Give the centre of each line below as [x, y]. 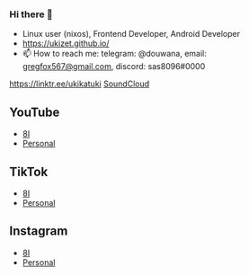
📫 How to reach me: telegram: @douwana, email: [114, 54]
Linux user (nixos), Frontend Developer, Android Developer [131, 34]
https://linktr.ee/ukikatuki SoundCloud [80, 84]
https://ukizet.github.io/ [66, 43]
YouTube [35, 112]
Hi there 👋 [31, 14]
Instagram [39, 231]
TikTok [29, 171]
